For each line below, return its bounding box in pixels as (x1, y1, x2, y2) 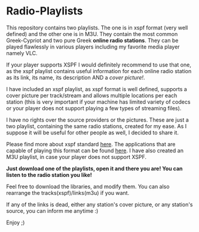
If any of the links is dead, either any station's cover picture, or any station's (6, 201, 193, 208)
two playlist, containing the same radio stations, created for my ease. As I (6, 122, 187, 129)
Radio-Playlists (6, 4, 84, 18)
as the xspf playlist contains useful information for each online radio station (6, 67, 192, 74)
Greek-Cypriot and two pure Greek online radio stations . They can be (6, 37, 179, 44)
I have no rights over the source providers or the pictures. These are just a (6, 116, 189, 123)
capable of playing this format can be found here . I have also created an (6, 147, 184, 154)
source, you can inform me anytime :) (6, 207, 99, 214)
